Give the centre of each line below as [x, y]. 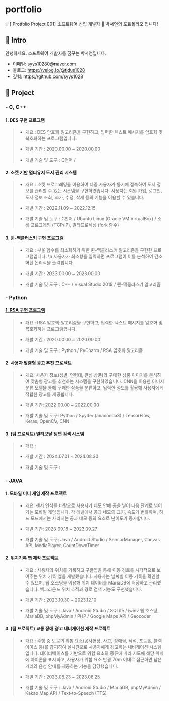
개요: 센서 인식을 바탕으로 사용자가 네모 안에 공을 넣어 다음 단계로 [89, 505]
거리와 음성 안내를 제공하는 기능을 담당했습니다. [72, 666]
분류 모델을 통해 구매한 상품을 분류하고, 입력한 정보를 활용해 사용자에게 [94, 388]
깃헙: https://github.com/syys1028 [48, 76]
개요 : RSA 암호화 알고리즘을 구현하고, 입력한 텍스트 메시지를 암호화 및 [94, 322]
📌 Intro [16, 40]
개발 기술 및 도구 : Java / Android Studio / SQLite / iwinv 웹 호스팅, [92, 610]
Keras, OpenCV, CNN [47, 421]
